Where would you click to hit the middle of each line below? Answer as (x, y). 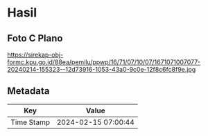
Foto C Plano (35, 38)
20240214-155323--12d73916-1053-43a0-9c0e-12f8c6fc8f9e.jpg (102, 69)
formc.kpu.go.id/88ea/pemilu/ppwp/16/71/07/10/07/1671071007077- (104, 62)
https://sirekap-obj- (35, 55)
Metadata (28, 91)
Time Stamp (31, 122)
